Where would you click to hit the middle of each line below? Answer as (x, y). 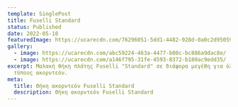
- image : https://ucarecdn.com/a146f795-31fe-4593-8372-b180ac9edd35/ (120, 60)
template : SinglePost (39, 14)
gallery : (20, 46)
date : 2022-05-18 (33, 33)
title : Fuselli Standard (44, 20)
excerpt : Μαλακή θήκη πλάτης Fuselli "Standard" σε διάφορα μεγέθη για (115, 66)
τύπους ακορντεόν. (41, 73)
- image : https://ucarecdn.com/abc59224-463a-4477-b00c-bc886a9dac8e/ (120, 53)
